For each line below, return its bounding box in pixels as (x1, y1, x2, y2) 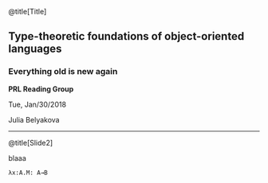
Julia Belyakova (8, 115, 60, 124)
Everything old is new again (8, 66, 118, 77)
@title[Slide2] (8, 138, 53, 147)
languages (8, 42, 62, 56)
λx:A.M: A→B (8, 169, 48, 177)
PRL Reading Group (8, 84, 74, 94)
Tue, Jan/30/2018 (8, 99, 66, 109)
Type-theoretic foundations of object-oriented (8, 29, 245, 43)
